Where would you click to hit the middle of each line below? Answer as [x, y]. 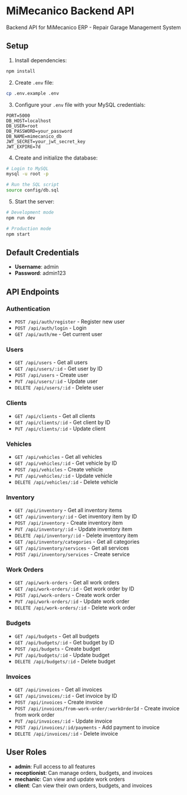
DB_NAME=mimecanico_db [34, 136]
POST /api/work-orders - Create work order [67, 595]
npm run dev [21, 218]
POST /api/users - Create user [51, 375]
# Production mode [29, 229]
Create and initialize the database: [56, 158]
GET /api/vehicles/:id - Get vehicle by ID [66, 463]
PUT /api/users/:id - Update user [56, 381]
